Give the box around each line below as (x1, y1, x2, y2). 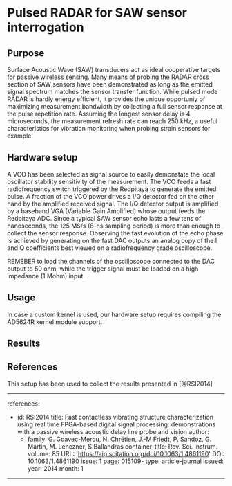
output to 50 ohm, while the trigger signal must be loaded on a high (7, 264, 199, 273)
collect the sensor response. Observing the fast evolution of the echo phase (7, 228, 224, 237)
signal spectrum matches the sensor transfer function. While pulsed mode (7, 88, 218, 96)
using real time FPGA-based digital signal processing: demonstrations (17, 420, 216, 429)
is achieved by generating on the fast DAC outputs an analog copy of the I (7, 236, 217, 244)
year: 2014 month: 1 (27, 464, 84, 472)
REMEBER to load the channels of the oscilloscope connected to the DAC (7, 257, 215, 265)
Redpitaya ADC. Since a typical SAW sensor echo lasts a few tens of (7, 214, 202, 222)
